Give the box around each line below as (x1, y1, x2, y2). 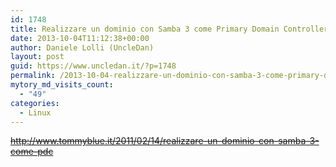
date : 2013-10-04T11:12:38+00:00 (10, 33, 150, 43)
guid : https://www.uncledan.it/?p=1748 (10, 61, 177, 71)
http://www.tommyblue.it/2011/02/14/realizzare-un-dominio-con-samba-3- (10, 135, 320, 147)
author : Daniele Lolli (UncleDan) (10, 42, 155, 53)
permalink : (10, 71, 56, 81)
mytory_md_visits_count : (10, 80, 114, 90)
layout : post (10, 52, 65, 62)
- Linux (19, 107, 52, 118)
